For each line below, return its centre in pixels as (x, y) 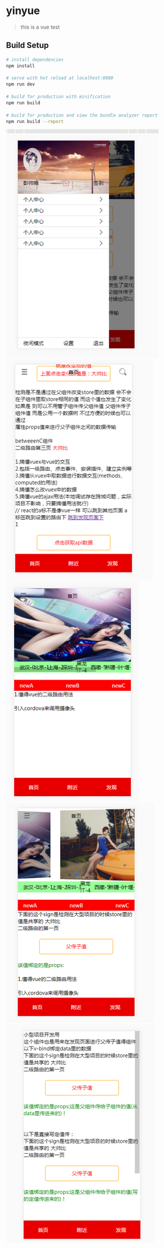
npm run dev (20, 84)
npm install (20, 66)
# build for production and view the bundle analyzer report (82, 115)
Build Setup (27, 45)
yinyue (23, 11)
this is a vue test (40, 27)
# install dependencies (35, 60)
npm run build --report (35, 121)
